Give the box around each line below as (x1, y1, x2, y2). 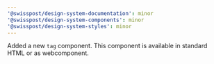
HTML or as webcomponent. (7, 49, 89, 57)
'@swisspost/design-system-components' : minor (7, 17, 145, 23)
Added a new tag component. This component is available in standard (7, 42, 208, 50)
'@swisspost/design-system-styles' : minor (7, 23, 132, 30)
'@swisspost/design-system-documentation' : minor (7, 10, 154, 17)
